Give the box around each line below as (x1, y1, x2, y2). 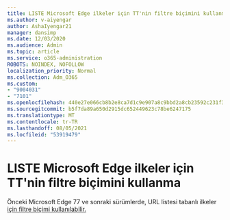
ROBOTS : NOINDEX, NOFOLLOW (7, 61, 84, 68)
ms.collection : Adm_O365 (7, 73, 78, 81)
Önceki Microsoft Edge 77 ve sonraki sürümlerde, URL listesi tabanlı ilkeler (7, 198, 217, 206)
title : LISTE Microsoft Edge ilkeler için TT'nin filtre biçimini (7, 10, 201, 17)
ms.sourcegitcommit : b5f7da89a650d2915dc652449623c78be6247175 (7, 106, 192, 112)
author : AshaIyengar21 (7, 23, 72, 29)
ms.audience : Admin (7, 42, 63, 49)
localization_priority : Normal (7, 67, 97, 74)
